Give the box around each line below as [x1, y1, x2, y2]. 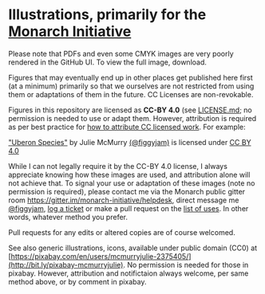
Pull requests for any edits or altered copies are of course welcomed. [8, 227, 235, 237]
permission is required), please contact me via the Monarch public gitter [8, 186, 246, 196]
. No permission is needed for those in [123, 260, 249, 269]
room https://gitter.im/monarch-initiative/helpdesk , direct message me [8, 195, 239, 205]
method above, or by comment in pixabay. [8, 276, 147, 286]
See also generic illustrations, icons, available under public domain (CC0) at [8, 243, 258, 253]
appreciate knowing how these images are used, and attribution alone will [8, 170, 251, 179]
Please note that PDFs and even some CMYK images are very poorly [8, 49, 234, 58]
